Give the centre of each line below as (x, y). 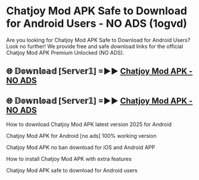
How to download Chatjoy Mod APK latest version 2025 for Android (89, 124)
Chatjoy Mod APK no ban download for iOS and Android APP (81, 147)
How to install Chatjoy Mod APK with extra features (69, 159)
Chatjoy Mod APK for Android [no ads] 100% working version (81, 136)
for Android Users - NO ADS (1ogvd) (97, 23)
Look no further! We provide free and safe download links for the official (95, 46)
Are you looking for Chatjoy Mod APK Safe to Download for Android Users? (98, 40)
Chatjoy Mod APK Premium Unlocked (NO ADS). (65, 52)
